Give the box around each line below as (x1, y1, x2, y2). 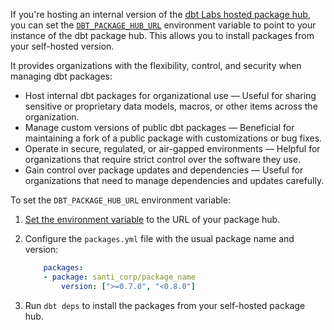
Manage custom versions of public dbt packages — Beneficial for (24, 122, 295, 133)
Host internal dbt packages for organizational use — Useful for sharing (24, 90, 317, 101)
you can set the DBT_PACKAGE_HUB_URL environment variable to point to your (10, 19, 317, 31)
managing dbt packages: (10, 70, 113, 82)
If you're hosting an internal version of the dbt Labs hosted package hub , (10, 9, 311, 20)
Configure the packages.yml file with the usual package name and (24, 233, 295, 244)
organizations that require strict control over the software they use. (24, 154, 302, 165)
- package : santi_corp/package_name (43, 272, 196, 282)
